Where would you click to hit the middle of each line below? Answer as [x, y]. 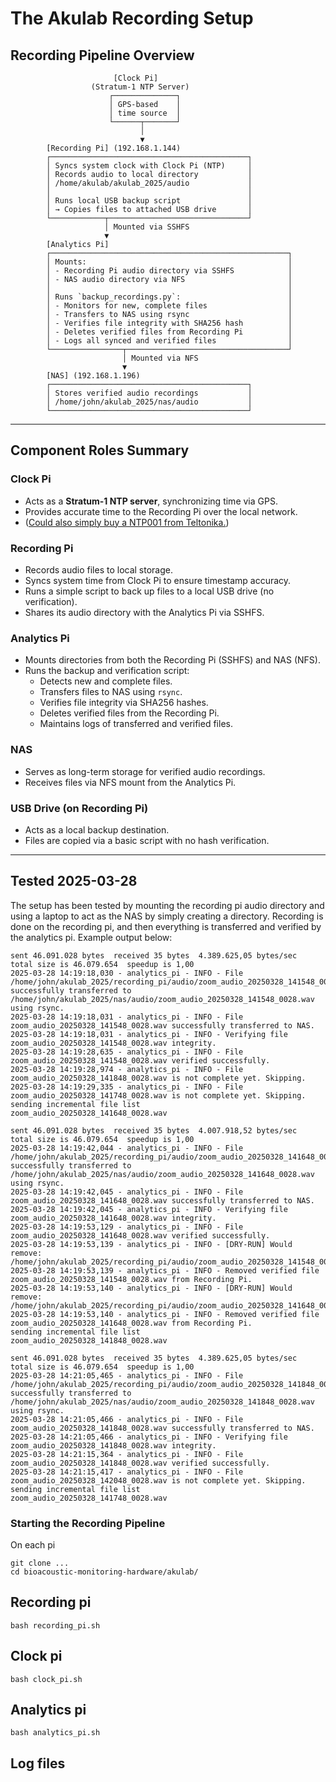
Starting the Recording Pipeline [88, 1523]
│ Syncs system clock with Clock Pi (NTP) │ [149, 166]
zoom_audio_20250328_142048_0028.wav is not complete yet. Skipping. [158, 1480]
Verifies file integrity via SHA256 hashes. [124, 703]
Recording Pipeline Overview [102, 55]
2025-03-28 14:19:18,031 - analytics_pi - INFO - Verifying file [149, 1034]
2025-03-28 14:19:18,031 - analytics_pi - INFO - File [127, 1017]
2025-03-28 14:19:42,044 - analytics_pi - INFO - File [127, 1148]
